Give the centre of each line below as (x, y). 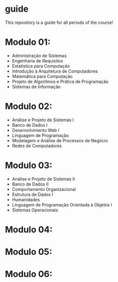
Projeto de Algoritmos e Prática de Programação (60, 81)
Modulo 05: (29, 252)
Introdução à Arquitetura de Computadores (55, 71)
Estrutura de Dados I (32, 194)
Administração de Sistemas (39, 56)
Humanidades (26, 199)
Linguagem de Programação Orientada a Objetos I (62, 205)
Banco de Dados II (30, 184)
